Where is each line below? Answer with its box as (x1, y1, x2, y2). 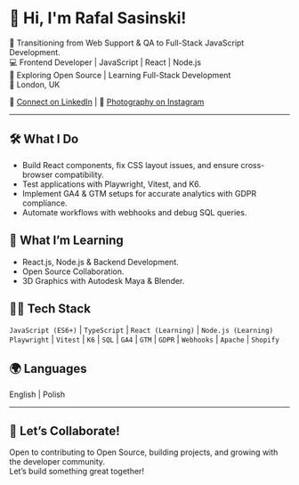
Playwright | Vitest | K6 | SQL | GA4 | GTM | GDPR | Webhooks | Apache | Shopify (9, 334, 280, 345)
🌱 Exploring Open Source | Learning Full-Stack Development (9, 69, 231, 80)
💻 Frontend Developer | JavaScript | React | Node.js (9, 57, 202, 68)
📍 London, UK (9, 79, 61, 90)
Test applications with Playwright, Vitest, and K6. (21, 178, 202, 190)
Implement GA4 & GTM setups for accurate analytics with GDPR (21, 188, 256, 198)
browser (21, 169, 53, 180)
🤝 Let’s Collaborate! (9, 423, 120, 439)
